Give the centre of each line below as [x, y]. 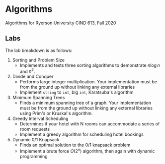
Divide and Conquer [33, 77]
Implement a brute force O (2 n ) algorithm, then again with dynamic [87, 151]
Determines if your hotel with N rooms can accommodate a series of [90, 124]
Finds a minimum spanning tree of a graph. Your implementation [85, 103]
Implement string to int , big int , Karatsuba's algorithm [77, 92]
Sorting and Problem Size [38, 60]
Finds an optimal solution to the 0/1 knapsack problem [75, 145]
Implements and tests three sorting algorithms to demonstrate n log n [90, 65]
